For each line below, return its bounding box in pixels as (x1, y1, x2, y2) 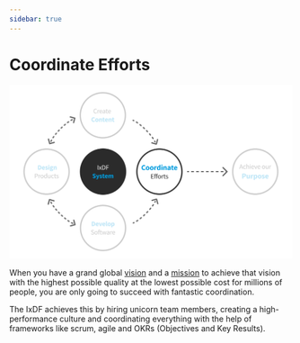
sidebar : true (9, 14, 63, 23)
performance (9, 313, 58, 324)
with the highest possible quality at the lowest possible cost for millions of (9, 277, 283, 288)
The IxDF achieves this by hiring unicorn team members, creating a (9, 304, 258, 315)
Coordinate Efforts (9, 54, 151, 75)
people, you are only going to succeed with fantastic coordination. (9, 286, 254, 297)
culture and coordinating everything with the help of (59, 313, 252, 324)
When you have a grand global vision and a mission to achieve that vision (9, 267, 281, 278)
